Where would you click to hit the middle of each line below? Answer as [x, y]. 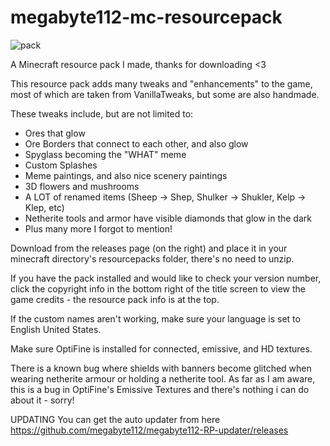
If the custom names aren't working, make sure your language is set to [155, 318]
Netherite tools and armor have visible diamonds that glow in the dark [168, 218]
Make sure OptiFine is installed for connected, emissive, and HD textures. [161, 348]
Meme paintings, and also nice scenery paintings [126, 175]
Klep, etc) [44, 207]
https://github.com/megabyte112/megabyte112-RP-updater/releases [149, 430]
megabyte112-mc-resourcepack [146, 17]
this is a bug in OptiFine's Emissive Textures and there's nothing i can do [160, 389]
